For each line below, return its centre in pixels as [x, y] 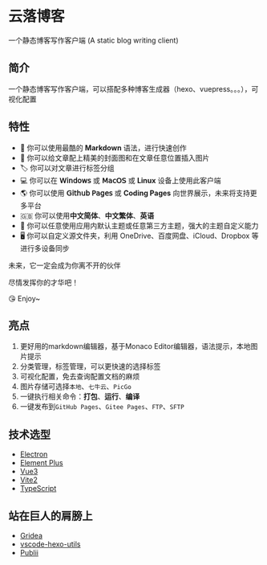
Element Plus [41, 463]
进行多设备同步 [44, 248]
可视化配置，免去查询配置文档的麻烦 [80, 377]
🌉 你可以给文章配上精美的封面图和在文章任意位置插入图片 [115, 158]
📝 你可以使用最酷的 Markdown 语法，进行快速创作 [103, 147]
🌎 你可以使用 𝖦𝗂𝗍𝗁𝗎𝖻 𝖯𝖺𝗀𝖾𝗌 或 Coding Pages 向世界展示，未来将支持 [135, 193]
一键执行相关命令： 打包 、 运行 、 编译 [80, 397]
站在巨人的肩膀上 [51, 516]
